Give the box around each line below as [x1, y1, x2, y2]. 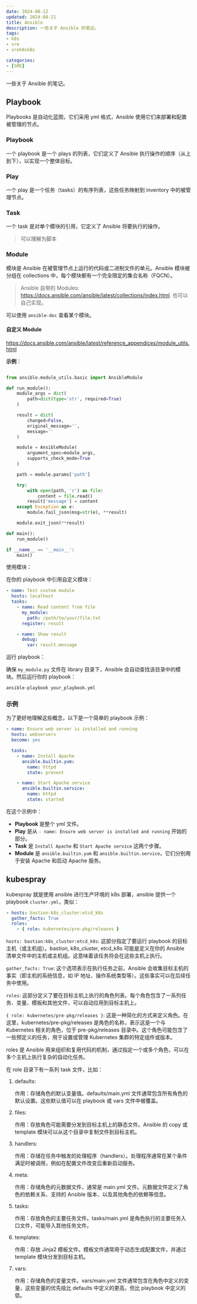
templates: [14, 1234, 40, 1241]
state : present [27, 769, 64, 775]
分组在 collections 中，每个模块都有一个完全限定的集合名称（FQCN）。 [6, 271, 176, 279]
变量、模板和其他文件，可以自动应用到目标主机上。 [16, 999, 140, 1006]
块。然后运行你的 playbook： [6, 673, 76, 680]
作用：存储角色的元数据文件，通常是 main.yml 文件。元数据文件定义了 [14, 1184, 184, 1191]
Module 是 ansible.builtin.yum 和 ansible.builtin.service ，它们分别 [14, 849, 186, 856]
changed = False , [27, 418, 64, 424]
